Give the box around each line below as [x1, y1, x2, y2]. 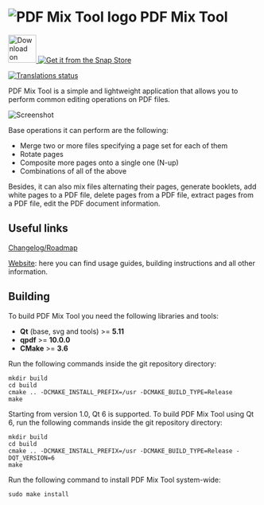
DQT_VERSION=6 [8, 454, 56, 462]
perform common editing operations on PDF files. [8, 94, 171, 104]
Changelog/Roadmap [8, 243, 78, 252]
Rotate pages [19, 149, 64, 159]
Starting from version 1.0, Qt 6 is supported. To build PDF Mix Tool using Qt [8, 409, 254, 418]
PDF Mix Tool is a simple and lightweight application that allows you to [8, 86, 239, 96]
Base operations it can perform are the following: [8, 125, 169, 135]
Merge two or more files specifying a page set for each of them [19, 140, 228, 151]
